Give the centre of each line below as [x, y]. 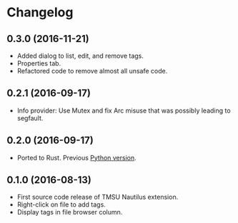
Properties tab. [39, 63]
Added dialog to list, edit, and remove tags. [80, 56]
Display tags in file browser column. [70, 212]
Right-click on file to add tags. [61, 204]
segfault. [30, 118]
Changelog [40, 12]
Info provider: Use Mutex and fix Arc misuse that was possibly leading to [124, 110]
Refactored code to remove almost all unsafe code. [92, 71]
